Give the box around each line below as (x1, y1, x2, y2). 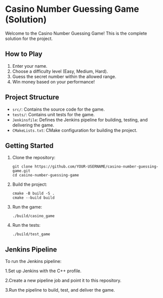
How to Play (5, 50, 43, 58)
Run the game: (12, 204, 42, 210)
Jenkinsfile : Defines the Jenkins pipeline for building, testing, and (12, 117, 148, 123)
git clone (12, 164, 33, 169)
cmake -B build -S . (12, 191, 55, 196)
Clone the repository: (12, 155, 56, 161)
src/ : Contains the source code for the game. (12, 106, 105, 112)
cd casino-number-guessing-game (12, 173, 79, 178)
